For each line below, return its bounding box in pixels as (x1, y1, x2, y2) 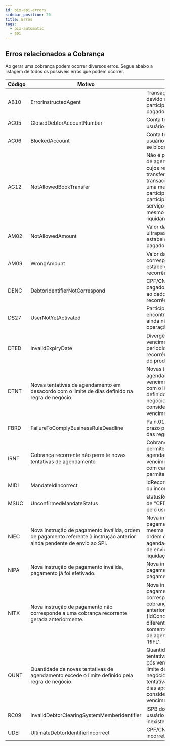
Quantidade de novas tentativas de (30, 665, 114, 672)
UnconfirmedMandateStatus (30, 500, 98, 507)
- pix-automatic (10, 26, 44, 31)
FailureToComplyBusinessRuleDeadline (30, 424, 124, 431)
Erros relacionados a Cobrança (5, 50, 105, 58)
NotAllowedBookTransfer (30, 183, 90, 190)
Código (8, 80, 26, 88)
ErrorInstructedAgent (30, 98, 81, 105)
